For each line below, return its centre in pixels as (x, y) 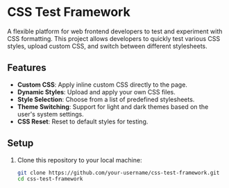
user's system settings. (51, 114)
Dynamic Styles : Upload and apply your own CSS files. (96, 92)
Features (27, 68)
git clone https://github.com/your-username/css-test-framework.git (118, 173)
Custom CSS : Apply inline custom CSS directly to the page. (102, 85)
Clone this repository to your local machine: (79, 160)
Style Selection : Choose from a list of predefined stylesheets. (106, 99)
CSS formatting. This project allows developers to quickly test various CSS (114, 38)
